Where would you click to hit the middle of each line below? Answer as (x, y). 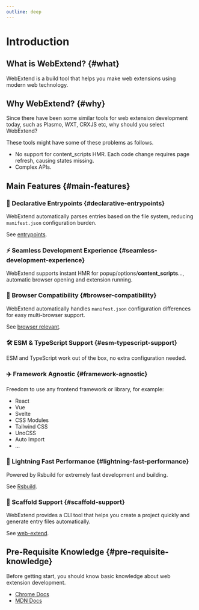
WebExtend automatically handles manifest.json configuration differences (99, 309)
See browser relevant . (34, 327)
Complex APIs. (33, 167)
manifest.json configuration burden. (51, 223)
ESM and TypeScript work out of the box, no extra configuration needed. (96, 358)
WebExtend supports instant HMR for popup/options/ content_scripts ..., (95, 273)
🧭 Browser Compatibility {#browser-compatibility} (81, 295)
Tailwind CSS (31, 427)
